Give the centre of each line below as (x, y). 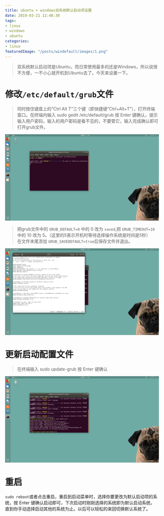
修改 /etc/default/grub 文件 (59, 94)
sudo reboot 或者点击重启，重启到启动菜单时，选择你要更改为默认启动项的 (79, 496)
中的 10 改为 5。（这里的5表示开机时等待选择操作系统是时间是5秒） (84, 235)
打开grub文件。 (32, 127)
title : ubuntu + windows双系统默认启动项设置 (48, 10)
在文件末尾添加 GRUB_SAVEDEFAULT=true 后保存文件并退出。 (75, 241)
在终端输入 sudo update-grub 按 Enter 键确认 (62, 369)
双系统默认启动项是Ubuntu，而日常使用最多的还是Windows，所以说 (85, 66)
